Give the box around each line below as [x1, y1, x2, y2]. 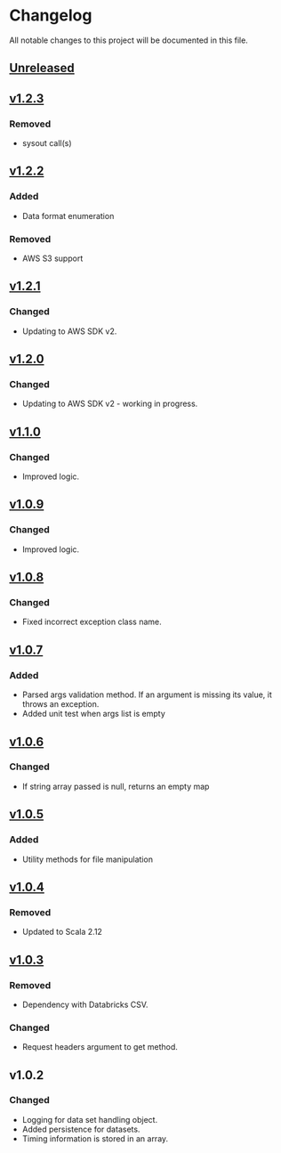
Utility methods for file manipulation [21, 854, 154, 865]
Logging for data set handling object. [21, 1114, 158, 1125]
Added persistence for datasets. [21, 1124, 140, 1134]
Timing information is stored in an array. [21, 1133, 169, 1144]
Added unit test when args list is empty [21, 709, 166, 719]
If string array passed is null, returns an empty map [21, 781, 210, 792]
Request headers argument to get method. [21, 1042, 178, 1052]
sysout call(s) [21, 138, 73, 149]
